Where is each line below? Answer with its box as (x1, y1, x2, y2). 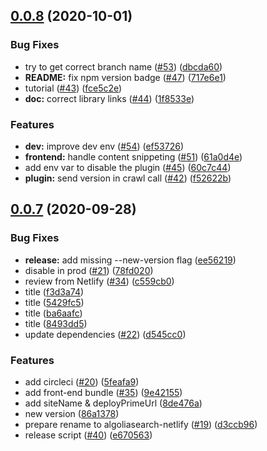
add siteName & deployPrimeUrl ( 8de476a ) (24, 397, 203, 409)
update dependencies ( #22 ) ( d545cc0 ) (24, 328, 187, 340)
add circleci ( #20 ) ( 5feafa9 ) (24, 375, 140, 388)
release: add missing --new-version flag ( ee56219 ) (24, 254, 237, 266)
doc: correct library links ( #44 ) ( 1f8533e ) (24, 92, 195, 104)
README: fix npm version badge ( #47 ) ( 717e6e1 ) (24, 71, 227, 83)
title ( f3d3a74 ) (24, 285, 85, 298)
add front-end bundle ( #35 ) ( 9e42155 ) (24, 386, 183, 398)
